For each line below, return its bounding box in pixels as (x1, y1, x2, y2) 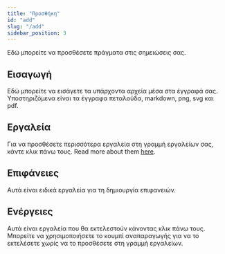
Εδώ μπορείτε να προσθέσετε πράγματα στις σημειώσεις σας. (7, 48, 186, 57)
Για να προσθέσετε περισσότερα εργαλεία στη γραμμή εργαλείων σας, (7, 140, 214, 148)
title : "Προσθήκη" (7, 10, 60, 17)
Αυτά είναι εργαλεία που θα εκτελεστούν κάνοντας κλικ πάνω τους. (7, 224, 206, 233)
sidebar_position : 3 (7, 29, 67, 37)
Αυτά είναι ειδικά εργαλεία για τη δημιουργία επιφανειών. (7, 185, 177, 194)
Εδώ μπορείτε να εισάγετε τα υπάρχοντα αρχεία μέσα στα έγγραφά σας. (7, 87, 218, 96)
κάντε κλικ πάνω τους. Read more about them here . (7, 147, 156, 156)
